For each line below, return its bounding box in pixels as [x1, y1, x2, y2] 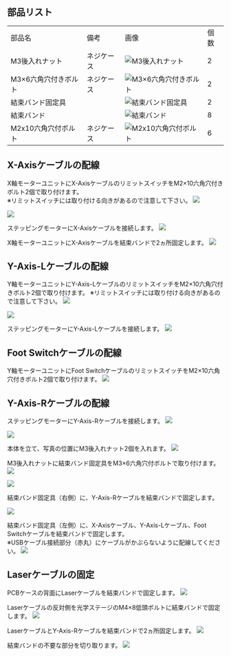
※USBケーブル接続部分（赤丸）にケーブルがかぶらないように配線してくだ [7, 538, 215, 546]
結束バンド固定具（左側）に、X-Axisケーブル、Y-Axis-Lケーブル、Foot [7, 521, 207, 529]
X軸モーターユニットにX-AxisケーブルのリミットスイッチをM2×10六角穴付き [7, 178, 223, 187]
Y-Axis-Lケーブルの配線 [7, 260, 109, 272]
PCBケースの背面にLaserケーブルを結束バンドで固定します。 [7, 588, 179, 597]
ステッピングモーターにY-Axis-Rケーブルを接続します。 [7, 417, 164, 425]
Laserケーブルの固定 [7, 569, 95, 581]
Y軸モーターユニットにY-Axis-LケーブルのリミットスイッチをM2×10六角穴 [7, 280, 218, 288]
